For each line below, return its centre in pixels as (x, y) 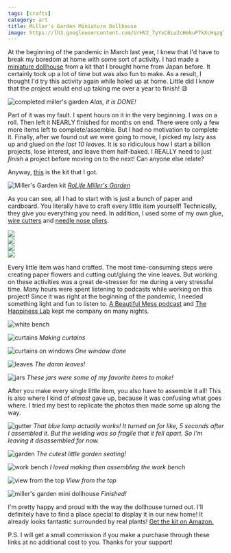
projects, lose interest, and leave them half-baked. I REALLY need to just (110, 152)
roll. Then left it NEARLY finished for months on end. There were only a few (114, 122)
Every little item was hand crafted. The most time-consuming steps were (110, 268)
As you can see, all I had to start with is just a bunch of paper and (100, 199)
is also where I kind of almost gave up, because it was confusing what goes (115, 398)
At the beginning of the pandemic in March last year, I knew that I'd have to (114, 52)
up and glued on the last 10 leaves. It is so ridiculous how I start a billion (109, 144)
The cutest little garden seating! (81, 454)
